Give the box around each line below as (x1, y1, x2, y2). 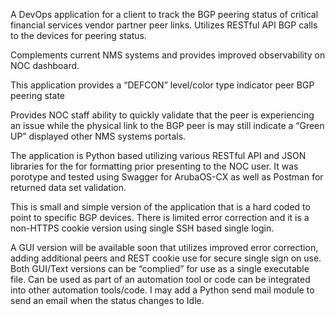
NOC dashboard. (10, 60, 80, 71)
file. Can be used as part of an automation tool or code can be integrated (10, 274, 311, 285)
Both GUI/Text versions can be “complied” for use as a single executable (10, 263, 310, 274)
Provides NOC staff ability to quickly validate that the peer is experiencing (10, 109, 315, 121)
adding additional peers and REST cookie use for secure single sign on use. (10, 252, 322, 264)
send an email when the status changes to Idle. (10, 295, 205, 306)
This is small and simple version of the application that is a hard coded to (10, 201, 311, 213)
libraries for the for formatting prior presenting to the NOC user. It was (10, 160, 299, 172)
